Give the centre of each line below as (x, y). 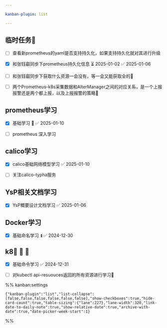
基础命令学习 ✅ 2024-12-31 (40, 264)
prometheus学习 (31, 110)
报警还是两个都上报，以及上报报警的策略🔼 (55, 93)
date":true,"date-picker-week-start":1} (48, 312)
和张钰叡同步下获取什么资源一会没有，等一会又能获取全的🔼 (73, 76)
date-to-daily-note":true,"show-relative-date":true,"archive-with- (78, 307)
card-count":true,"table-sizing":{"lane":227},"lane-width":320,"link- (81, 303)
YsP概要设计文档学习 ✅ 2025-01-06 (49, 205)
